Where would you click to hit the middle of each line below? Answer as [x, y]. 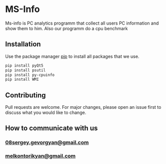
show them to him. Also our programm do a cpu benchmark [67, 28]
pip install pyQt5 [24, 65]
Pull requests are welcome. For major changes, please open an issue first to [83, 107]
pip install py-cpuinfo [30, 75]
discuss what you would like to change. [46, 113]
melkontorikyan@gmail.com [40, 156]
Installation [23, 44]
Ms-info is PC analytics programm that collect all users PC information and [82, 23]
